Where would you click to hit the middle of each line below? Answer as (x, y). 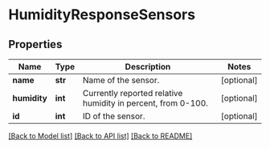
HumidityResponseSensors (102, 15)
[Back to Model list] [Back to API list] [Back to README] (100, 136)
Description (148, 67)
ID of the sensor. (114, 116)
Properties (35, 44)
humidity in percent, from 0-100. (146, 103)
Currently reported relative (133, 93)
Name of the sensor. (121, 80)
